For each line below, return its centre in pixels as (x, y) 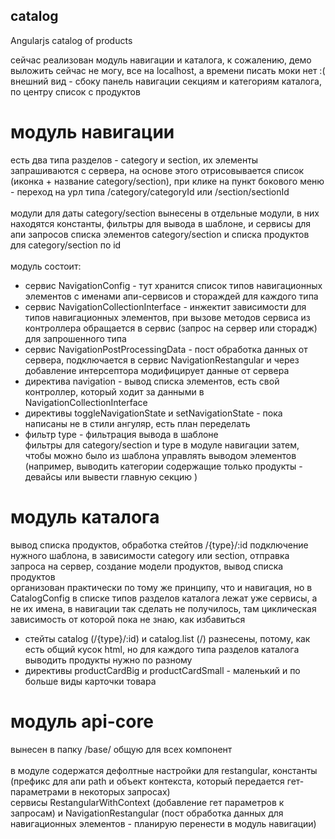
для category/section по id (66, 245)
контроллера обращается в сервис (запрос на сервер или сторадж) (171, 328)
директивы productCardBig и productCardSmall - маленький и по (162, 670)
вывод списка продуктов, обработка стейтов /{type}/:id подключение (159, 545)
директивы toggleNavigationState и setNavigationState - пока (153, 413)
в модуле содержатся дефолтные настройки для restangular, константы (164, 770)
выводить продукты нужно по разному (108, 660)
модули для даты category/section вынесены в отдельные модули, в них (165, 213)
